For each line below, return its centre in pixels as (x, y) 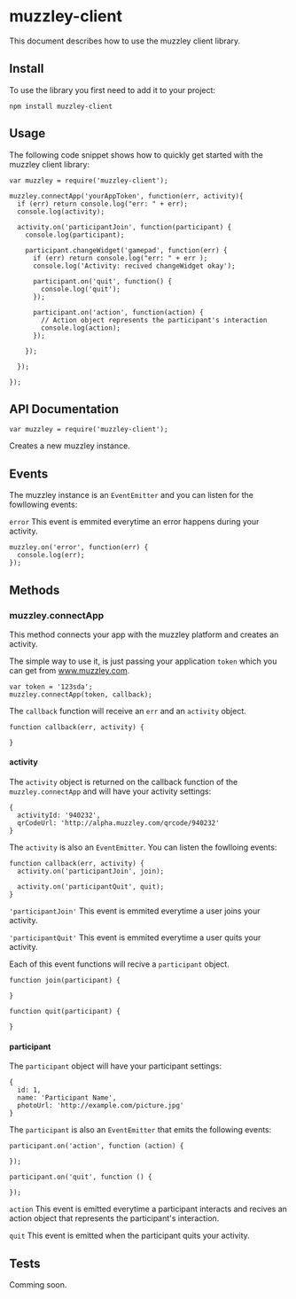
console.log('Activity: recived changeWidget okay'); (134, 266)
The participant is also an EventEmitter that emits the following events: (140, 1130)
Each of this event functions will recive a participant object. (120, 964)
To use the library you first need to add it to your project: (112, 89)
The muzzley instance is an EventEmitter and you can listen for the (132, 495)
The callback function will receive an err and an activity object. (128, 711)
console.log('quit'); (81, 289)
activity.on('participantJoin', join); (91, 871)
